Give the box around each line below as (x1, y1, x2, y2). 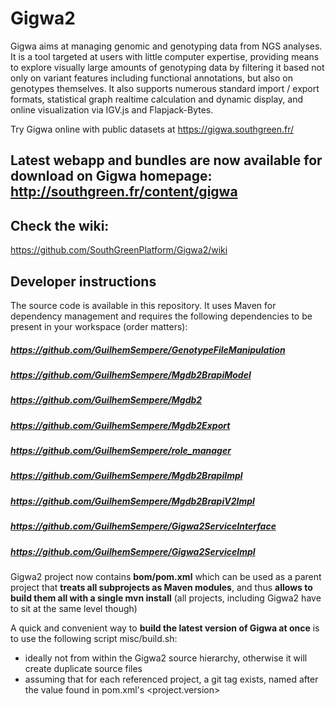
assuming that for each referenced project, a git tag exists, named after (24, 673, 319, 685)
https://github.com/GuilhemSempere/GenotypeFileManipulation (10, 343, 286, 356)
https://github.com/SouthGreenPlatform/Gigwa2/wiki (10, 244, 228, 256)
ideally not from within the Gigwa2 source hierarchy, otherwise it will (24, 652, 308, 664)
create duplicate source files (24, 662, 143, 674)
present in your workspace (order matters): (10, 320, 188, 332)
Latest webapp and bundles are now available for (10, 152, 323, 169)
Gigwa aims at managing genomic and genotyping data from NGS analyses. (10, 40, 323, 52)
